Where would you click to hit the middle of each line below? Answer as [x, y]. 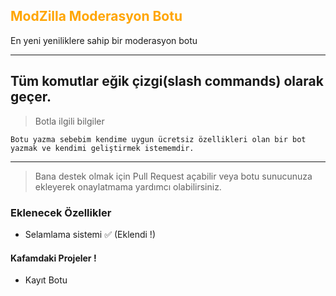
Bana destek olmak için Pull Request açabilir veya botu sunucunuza [173, 176]
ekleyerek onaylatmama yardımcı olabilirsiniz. [128, 186]
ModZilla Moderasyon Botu [96, 16]
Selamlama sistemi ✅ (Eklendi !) [90, 234]
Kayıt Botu [46, 280]
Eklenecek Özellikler [61, 212]
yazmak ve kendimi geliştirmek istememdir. [102, 148]
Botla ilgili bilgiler [69, 121]
